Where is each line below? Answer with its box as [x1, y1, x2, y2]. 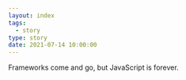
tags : [8, 19, 26, 27]
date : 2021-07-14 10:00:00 [8, 41, 97, 49]
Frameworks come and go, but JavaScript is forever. [8, 63, 180, 72]
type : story [8, 33, 47, 42]
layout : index [8, 11, 55, 20]
